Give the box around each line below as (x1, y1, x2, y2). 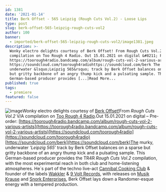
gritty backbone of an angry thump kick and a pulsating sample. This (5, 150, 145, 156)
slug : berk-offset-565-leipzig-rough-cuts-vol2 (5, 26, 105, 31)
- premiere (9, 90, 32, 95)
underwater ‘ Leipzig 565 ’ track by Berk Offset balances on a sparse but (5, 145, 151, 151)
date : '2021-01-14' (5, 12, 45, 17)
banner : (5, 35, 21, 40)
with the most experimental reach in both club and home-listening (5, 160, 139, 166)
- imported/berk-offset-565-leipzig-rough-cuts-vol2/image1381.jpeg (9, 39, 154, 44)
